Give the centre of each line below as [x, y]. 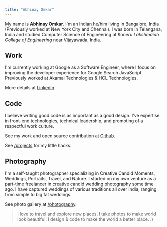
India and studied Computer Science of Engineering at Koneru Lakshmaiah [82, 34]
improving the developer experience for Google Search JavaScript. [74, 73]
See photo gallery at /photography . [41, 204]
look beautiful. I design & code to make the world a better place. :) [85, 219]
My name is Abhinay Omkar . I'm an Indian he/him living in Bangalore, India [82, 24]
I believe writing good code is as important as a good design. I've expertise [82, 116]
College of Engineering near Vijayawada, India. [53, 40]
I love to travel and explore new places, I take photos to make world [87, 214]
